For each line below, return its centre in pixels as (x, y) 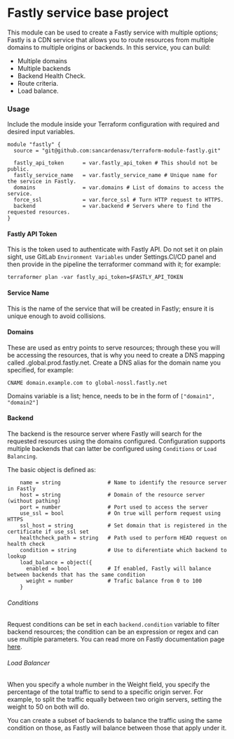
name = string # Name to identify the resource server (124, 483)
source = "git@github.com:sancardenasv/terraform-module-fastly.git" (117, 151)
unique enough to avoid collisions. (57, 316)
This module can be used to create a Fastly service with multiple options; (113, 32)
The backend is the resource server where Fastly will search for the (105, 434)
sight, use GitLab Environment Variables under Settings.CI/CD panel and (112, 257)
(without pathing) (34, 501)
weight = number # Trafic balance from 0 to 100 (113, 581)
